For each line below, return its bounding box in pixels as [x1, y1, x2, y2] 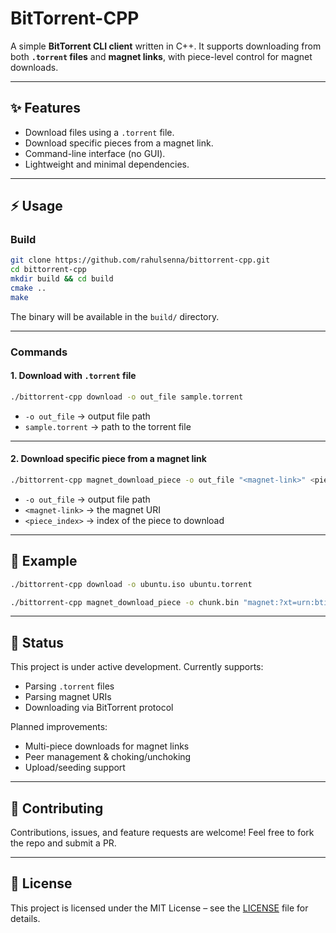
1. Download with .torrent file [10, 370, 137, 382]
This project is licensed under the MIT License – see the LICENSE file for [10, 902, 309, 914]
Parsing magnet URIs [24, 691, 112, 703]
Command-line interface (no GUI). [24, 147, 166, 159]
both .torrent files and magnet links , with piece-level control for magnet [10, 50, 313, 62]
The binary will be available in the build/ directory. [10, 310, 220, 322]
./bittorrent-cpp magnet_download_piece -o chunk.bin [10, 597, 240, 607]
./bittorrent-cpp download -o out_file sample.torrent [10, 392, 244, 402]
